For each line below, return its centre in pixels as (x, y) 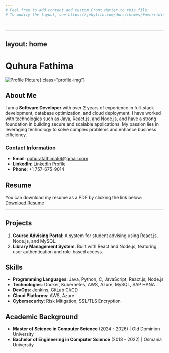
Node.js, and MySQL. (34, 241)
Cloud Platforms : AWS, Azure (43, 296)
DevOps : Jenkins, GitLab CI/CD (45, 290)
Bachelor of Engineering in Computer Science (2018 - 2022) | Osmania (87, 340)
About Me (21, 96)
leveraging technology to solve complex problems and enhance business (81, 129)
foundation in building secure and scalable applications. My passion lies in (82, 124)
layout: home (26, 44)
